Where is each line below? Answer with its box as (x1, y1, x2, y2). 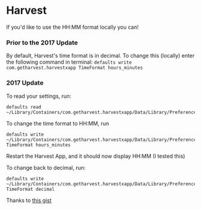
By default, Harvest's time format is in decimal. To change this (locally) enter (6, 52, 195, 59)
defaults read (6, 104, 42, 110)
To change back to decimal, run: (6, 164, 86, 171)
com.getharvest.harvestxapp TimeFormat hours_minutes (6, 65, 144, 71)
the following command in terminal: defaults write (6, 58, 132, 66)
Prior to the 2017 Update (6, 38, 78, 47)
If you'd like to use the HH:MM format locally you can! (6, 23, 139, 31)
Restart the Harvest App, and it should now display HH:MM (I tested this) (6, 152, 185, 160)
